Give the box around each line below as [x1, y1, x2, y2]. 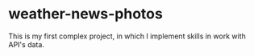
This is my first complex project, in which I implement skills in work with [8, 31, 246, 41]
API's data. [8, 39, 44, 49]
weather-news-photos [8, 5, 163, 23]
